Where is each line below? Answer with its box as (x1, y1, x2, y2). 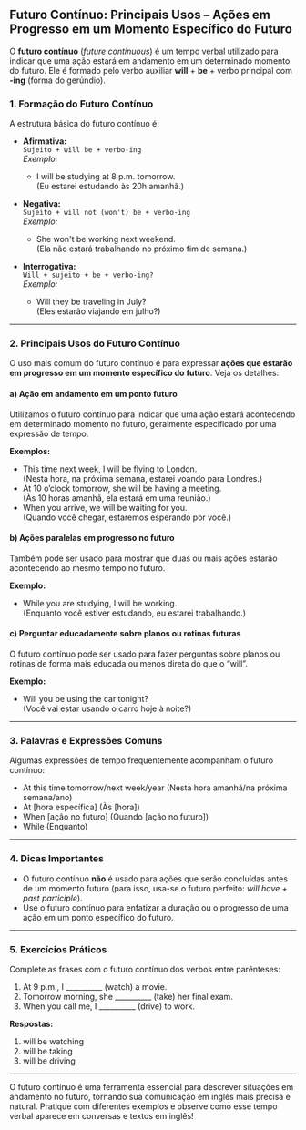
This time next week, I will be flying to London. (22, 463, 198, 474)
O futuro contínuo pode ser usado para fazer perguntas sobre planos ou (9, 648, 280, 659)
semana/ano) (22, 792, 73, 803)
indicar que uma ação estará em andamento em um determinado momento (9, 55, 291, 66)
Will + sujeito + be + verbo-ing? (22, 270, 154, 280)
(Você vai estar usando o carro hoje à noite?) (22, 703, 192, 714)
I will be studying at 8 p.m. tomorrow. (36, 171, 176, 182)
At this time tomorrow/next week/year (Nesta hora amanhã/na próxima (22, 782, 288, 793)
